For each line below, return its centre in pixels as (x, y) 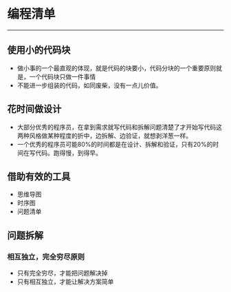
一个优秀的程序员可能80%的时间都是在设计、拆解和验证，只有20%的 (115, 144)
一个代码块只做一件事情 (63, 76)
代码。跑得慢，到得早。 (68, 153)
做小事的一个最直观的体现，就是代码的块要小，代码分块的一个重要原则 (117, 68)
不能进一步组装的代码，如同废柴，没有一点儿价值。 (89, 85)
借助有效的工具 (39, 176)
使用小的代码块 (39, 50)
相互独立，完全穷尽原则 (46, 257)
